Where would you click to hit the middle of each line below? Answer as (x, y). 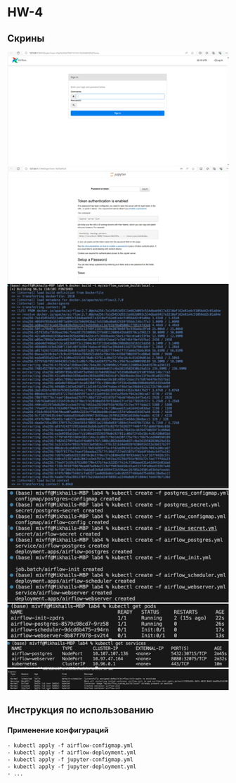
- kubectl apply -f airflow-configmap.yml (70, 745)
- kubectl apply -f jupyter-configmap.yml (70, 759)
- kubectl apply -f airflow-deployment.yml (72, 752)
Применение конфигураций (58, 730)
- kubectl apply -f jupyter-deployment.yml (72, 766)
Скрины (26, 38)
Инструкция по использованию (81, 710)
